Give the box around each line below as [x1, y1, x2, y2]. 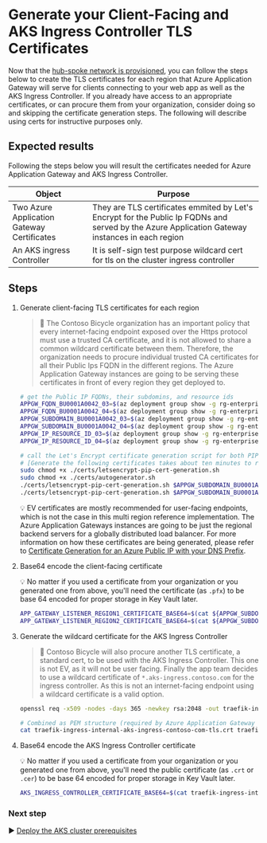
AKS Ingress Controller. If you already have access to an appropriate [8, 91, 233, 100]
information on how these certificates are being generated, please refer [19, 537, 254, 547]
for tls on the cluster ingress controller [92, 254, 235, 265]
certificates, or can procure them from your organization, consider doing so [8, 100, 256, 109]
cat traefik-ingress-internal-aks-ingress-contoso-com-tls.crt [19, 727, 234, 735]
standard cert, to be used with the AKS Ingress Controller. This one [39, 655, 259, 665]
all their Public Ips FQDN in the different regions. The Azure [39, 360, 234, 370]
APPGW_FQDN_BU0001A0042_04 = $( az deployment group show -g [19, 408, 216, 416]
